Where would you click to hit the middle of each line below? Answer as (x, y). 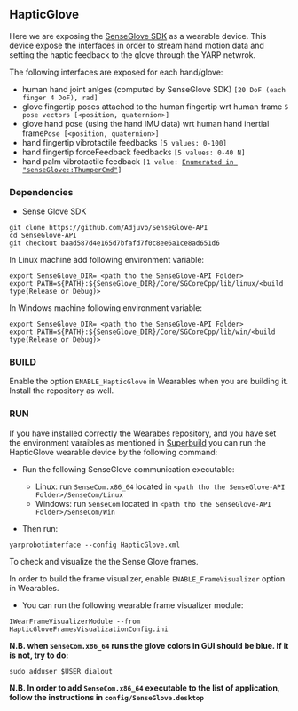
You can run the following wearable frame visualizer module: (133, 605)
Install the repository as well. (62, 391)
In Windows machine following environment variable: (106, 308)
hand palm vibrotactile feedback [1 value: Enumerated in (128, 161)
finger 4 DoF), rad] (60, 98)
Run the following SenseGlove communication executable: (128, 469)
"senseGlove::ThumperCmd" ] (72, 170)
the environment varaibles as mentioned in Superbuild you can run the (137, 442)
